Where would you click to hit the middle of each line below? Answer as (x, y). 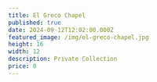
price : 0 (22, 66)
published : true (35, 23)
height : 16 (26, 45)
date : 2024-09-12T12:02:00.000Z (61, 30)
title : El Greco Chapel (47, 15)
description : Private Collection (63, 59)
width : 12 (24, 52)
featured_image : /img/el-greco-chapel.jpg (78, 37)
